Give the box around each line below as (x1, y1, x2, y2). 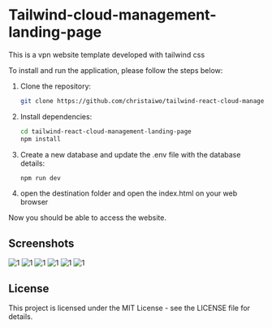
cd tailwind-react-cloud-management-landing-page (19, 127, 192, 136)
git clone (19, 97, 54, 105)
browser (19, 197, 49, 207)
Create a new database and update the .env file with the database (19, 149, 241, 159)
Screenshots (8, 236, 75, 250)
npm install (19, 135, 61, 143)
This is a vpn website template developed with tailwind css (8, 50, 205, 59)
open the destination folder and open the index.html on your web (19, 188, 238, 198)
